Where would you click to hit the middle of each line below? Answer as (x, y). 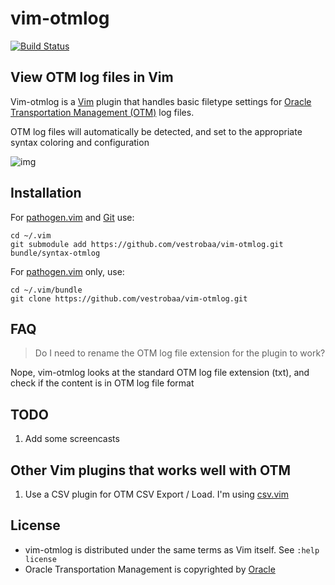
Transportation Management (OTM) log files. (102, 112)
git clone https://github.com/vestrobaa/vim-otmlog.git (129, 298)
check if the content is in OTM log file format (102, 383)
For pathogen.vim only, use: (67, 271)
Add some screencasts (72, 439)
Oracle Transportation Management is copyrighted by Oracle (150, 569)
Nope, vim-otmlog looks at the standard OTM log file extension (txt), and (160, 373)
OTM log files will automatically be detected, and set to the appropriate (156, 131)
